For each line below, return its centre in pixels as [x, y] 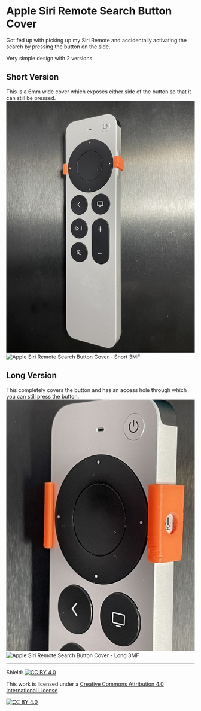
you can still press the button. [43, 396]
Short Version [33, 77]
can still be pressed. [31, 98]
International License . [33, 690]
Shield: [15, 672]
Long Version [31, 376]
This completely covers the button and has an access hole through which [97, 390]
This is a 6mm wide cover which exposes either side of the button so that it [99, 92]
